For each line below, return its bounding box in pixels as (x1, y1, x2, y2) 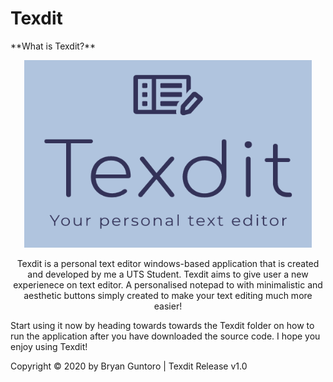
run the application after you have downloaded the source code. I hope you (10, 330, 321, 342)
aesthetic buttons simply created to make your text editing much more (23, 289, 313, 301)
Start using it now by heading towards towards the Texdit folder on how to (10, 319, 315, 331)
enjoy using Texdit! (10, 340, 88, 352)
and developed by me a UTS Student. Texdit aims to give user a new (27, 268, 309, 280)
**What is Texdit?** (10, 40, 97, 52)
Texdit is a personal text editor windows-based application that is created (16, 257, 320, 269)
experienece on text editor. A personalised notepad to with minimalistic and (13, 278, 323, 291)
